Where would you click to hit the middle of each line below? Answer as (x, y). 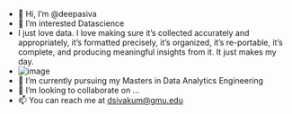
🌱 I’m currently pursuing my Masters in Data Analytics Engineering (140, 80)
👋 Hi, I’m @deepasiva (57, 14)
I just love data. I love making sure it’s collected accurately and (133, 33)
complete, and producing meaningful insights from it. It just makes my (147, 52)
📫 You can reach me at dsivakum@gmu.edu (101, 100)
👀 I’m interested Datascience (71, 23)
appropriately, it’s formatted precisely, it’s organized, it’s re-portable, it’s (150, 42)
